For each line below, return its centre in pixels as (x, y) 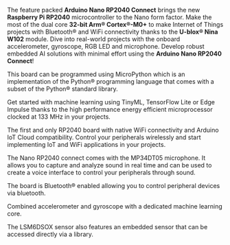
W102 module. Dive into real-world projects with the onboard (94, 39)
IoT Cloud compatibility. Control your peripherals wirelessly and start (104, 137)
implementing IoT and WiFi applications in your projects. (87, 144)
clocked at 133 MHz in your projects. (59, 117)
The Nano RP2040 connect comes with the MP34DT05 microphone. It (106, 158)
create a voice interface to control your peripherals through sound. (101, 172)
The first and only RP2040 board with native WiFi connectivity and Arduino (113, 130)
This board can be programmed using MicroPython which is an (96, 74)
